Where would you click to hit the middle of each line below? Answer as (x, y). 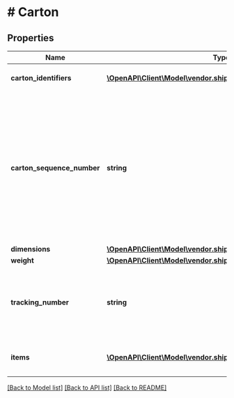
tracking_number (40, 302)
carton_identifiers (41, 78)
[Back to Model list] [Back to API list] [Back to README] (87, 388)
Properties (31, 38)
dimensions (31, 249)
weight (23, 260)
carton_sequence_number (55, 168)
